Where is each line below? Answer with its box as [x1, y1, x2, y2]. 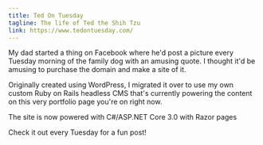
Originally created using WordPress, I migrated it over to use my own [8, 80, 234, 90]
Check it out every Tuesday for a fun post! [8, 128, 147, 137]
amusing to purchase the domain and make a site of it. [8, 65, 186, 74]
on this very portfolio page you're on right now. [8, 97, 163, 107]
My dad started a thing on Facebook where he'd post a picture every [8, 48, 234, 58]
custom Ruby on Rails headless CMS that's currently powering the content [8, 89, 253, 98]
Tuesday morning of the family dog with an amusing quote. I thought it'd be [8, 56, 256, 66]
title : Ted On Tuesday [8, 11, 84, 20]
